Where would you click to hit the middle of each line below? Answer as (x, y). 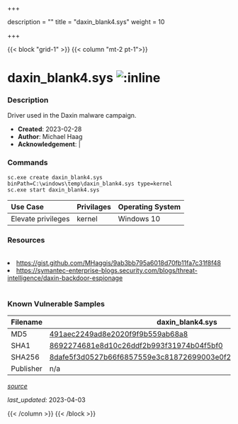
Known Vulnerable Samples (56, 304)
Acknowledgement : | (49, 144)
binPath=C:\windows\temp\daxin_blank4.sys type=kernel (90, 184)
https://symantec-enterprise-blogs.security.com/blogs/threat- (107, 271)
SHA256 (25, 357)
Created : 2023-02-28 (50, 129)
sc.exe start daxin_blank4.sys (53, 190)
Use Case (28, 206)
